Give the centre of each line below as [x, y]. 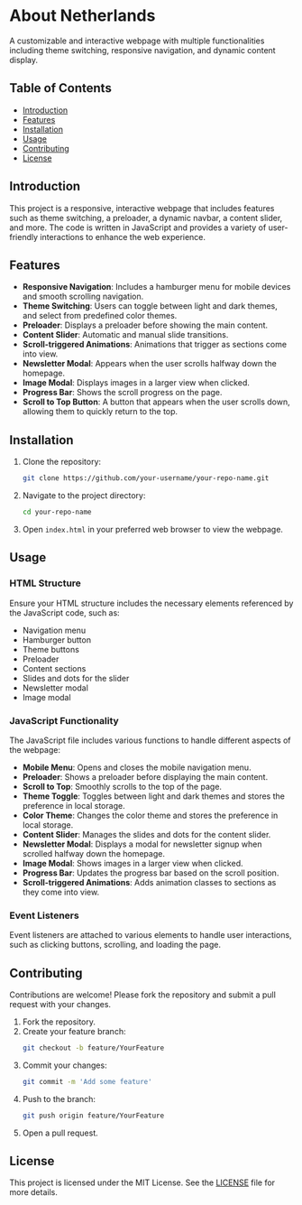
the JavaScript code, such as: [64, 612]
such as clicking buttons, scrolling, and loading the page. [115, 945]
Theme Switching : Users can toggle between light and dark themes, [150, 306]
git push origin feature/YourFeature [93, 1116]
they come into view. [61, 892]
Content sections [54, 668]
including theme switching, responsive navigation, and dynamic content [143, 50]
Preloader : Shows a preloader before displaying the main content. [145, 776]
